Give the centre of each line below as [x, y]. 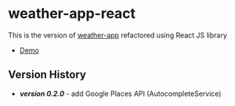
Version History [47, 75]
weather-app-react [72, 14]
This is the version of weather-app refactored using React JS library [117, 35]
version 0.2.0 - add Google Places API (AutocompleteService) [120, 94]
